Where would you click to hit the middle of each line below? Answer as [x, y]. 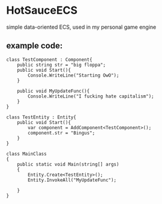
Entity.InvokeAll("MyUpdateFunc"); [72, 180]
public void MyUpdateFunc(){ [53, 91]
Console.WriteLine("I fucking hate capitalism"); [91, 96]
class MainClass [26, 154]
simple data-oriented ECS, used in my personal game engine [81, 27]
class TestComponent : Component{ [49, 60]
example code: [34, 46]
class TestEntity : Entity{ [41, 117]
